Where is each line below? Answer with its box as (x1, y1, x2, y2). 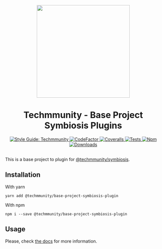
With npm (5, 202, 25, 208)
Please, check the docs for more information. (5, 238, 98, 244)
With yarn (5, 184, 25, 190)
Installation (5, 170, 41, 179)
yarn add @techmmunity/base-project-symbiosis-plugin (5, 193, 119, 198)
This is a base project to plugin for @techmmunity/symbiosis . (5, 156, 130, 162)
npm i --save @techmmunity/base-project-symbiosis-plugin (5, 211, 127, 216)
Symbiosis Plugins (44, 120, 122, 131)
